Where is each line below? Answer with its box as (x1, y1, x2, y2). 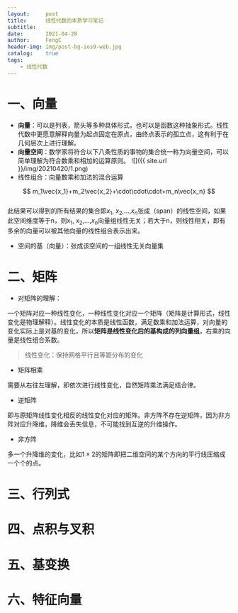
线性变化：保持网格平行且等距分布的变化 (24, 350, 143, 359)
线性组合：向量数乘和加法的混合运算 (17, 172, 124, 181)
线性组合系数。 (19, 336, 64, 344)
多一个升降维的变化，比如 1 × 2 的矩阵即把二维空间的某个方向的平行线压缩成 (7, 450, 226, 458)
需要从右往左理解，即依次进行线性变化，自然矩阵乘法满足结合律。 (7, 381, 200, 390)
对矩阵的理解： (17, 294, 62, 302)
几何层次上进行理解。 (17, 138, 80, 147)
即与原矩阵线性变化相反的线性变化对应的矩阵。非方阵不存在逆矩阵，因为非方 (7, 411, 231, 419)
